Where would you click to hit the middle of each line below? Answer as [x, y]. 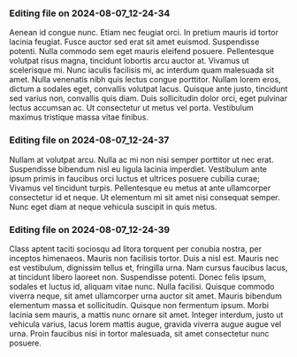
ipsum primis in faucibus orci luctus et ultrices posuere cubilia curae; [135, 178]
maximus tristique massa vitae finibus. [79, 117]
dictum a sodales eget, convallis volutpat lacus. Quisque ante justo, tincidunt [148, 89]
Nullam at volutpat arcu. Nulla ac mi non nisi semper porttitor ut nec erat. [141, 159]
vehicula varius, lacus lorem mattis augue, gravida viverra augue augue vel [145, 324]
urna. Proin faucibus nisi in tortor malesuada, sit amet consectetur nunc [139, 333]
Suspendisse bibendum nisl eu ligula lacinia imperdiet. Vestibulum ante [138, 169]
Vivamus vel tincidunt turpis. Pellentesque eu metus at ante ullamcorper [140, 188]
